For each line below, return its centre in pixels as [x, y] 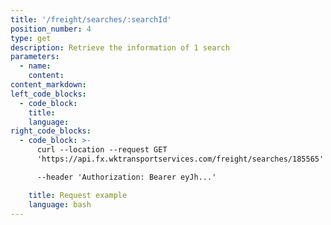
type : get [31, 38]
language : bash [60, 204]
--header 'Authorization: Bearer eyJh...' [126, 177]
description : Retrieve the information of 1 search [120, 47]
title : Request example [78, 195]
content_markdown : [48, 85]
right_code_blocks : [51, 131]
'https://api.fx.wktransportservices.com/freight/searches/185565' [180, 159]
